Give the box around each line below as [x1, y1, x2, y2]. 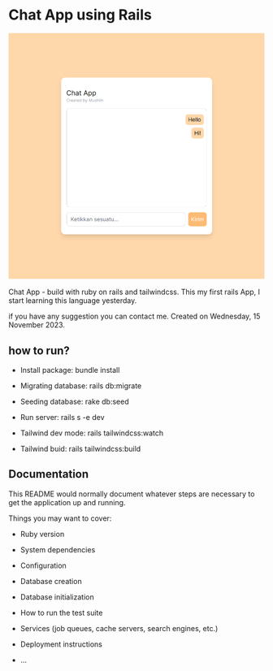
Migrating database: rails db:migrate [19, 381, 142, 391]
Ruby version [19, 529, 65, 539]
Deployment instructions [19, 639, 103, 649]
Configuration [19, 561, 67, 570]
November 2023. [8, 320, 65, 330]
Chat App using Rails [8, 6, 152, 24]
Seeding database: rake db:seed [19, 396, 129, 407]
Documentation [8, 467, 89, 481]
